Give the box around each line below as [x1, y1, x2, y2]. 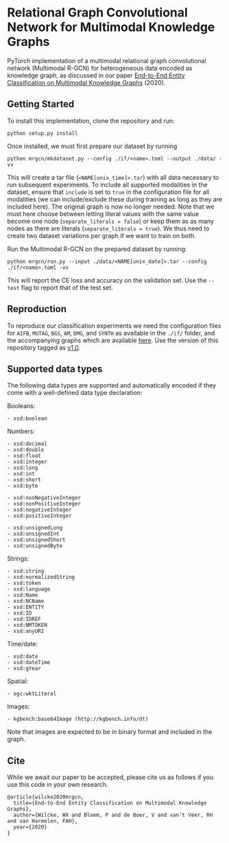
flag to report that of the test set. [21, 283, 113, 292]
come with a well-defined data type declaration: [7, 389, 143, 397]
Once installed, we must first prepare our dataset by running [7, 142, 178, 150]
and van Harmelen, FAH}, [7, 818, 78, 824]
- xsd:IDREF [7, 616, 41, 623]
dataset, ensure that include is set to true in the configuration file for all [7, 187, 210, 196]
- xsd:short [7, 477, 41, 484]
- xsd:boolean [7, 415, 48, 423]
